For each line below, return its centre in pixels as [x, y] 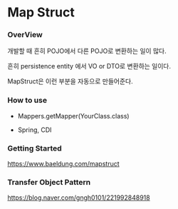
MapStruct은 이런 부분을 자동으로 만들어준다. [70, 81]
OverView [25, 35]
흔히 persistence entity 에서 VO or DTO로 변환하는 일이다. [89, 66]
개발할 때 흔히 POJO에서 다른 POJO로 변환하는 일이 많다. [87, 51]
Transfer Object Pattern [49, 182]
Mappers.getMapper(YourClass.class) [73, 116]
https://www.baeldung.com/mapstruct [63, 164]
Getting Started [35, 148]
